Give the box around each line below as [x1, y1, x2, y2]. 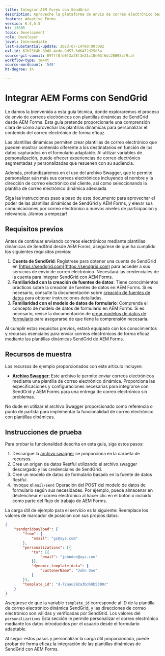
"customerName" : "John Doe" [40, 568, 98, 573]
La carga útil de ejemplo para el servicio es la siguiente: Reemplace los [5, 508, 149, 513]
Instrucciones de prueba [5, 428, 82, 437]
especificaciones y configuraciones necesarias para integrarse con [12, 383, 149, 389]
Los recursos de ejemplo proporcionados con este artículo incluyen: [5, 363, 143, 369]
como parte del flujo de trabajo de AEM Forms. [12, 498, 107, 504]
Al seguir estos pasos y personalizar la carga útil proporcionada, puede [5, 636, 149, 642]
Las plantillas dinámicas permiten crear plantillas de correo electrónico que [5, 139, 157, 145]
